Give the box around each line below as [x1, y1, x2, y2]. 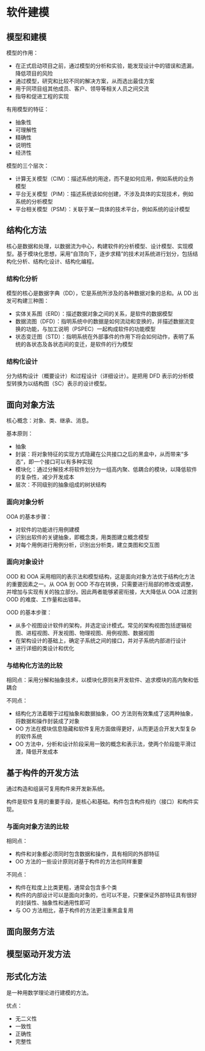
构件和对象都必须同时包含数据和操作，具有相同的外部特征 [15, 850, 160, 858]
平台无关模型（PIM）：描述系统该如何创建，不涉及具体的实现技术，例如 [15, 190, 194, 197]
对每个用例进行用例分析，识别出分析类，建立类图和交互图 [15, 541, 160, 548]
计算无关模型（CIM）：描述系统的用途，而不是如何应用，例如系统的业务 [15, 175, 194, 182]
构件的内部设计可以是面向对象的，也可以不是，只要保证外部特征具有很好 [15, 892, 197, 899]
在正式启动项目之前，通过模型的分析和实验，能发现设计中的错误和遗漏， [15, 62, 197, 69]
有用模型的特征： [6, 106, 49, 113]
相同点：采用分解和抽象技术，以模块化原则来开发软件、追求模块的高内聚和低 [6, 676, 199, 684]
